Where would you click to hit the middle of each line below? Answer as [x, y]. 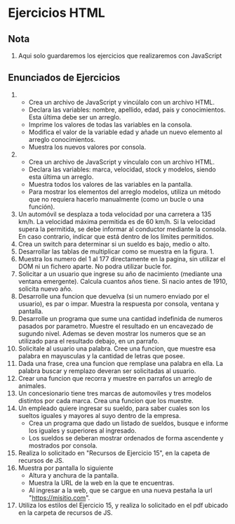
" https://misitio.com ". [59, 497]
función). [42, 207]
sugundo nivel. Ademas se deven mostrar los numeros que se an [112, 333]
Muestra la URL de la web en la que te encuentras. [101, 483]
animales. [32, 386]
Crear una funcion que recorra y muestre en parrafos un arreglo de [115, 378]
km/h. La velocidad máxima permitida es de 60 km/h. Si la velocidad [117, 221]
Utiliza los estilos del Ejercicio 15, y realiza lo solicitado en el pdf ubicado [123, 505]
